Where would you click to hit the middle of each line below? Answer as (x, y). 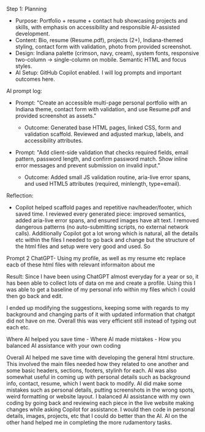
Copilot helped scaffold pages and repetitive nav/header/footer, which (103, 207)
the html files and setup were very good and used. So (83, 246)
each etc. (18, 327)
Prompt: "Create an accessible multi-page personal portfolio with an (101, 103)
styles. (24, 66)
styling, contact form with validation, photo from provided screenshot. (103, 46)
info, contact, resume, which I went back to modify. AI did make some (94, 383)
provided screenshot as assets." (56, 116)
